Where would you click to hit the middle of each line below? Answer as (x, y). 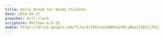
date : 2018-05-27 (23, 14)
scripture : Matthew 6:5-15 (32, 23)
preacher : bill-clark (27, 18)
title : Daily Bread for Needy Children (46, 9)
